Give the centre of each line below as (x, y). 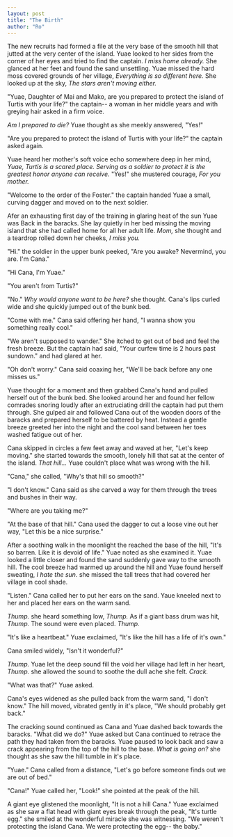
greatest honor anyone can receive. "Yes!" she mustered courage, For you (114, 174)
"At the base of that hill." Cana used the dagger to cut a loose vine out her (113, 524)
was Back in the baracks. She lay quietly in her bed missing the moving (109, 223)
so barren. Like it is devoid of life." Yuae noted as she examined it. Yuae (110, 552)
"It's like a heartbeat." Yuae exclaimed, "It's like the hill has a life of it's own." (117, 637)
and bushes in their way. (42, 497)
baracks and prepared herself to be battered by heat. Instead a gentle (107, 420)
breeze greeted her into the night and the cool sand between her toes (107, 427)
